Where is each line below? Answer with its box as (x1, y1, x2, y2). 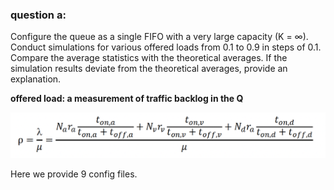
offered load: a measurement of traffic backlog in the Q (10, 93, 244, 105)
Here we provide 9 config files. (10, 168, 138, 180)
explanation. (10, 73, 62, 85)
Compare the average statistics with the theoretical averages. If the (10, 52, 288, 64)
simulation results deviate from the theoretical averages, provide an (10, 63, 288, 75)
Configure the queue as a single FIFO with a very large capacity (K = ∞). (10, 31, 309, 43)
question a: (10, 8, 67, 22)
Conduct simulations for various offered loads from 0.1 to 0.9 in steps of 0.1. (10, 41, 322, 53)
